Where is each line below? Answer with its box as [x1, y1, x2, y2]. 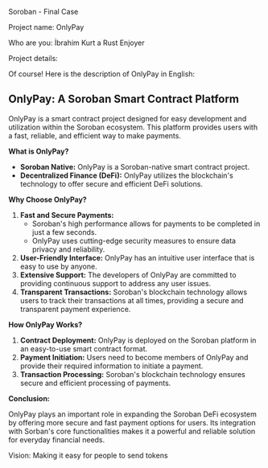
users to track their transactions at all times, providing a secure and [19, 295, 244, 305]
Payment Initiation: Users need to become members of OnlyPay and [19, 352, 249, 362]
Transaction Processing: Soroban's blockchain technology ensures [19, 369, 245, 379]
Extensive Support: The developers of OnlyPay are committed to [19, 269, 237, 280]
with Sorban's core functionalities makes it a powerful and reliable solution [8, 426, 256, 436]
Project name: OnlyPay [8, 23, 85, 31]
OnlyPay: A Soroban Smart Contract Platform [8, 92, 240, 106]
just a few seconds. [31, 227, 97, 236]
